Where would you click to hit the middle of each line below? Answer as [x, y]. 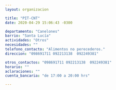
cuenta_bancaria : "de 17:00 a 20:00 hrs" [48, 76]
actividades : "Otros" [27, 40]
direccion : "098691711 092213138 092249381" [52, 53]
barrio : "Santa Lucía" [28, 36]
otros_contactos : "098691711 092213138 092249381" [58, 62]
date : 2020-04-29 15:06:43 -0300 [39, 23]
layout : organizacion [27, 9]
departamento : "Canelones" [32, 31]
